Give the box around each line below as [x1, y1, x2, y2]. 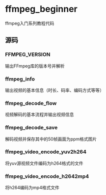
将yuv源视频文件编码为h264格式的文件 [5, 160, 83, 166]
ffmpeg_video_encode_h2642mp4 [5, 173, 89, 180]
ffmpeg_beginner [5, 3, 78, 15]
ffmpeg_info [5, 75, 35, 82]
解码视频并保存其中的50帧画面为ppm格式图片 [5, 136, 97, 142]
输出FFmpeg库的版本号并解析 [5, 63, 65, 69]
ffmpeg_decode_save [5, 124, 58, 131]
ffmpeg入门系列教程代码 [5, 20, 54, 26]
